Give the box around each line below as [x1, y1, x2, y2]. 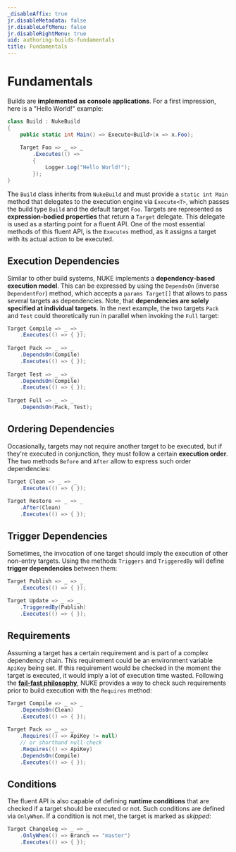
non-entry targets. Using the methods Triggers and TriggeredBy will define [7, 556, 225, 565]
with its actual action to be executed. [7, 234, 114, 243]
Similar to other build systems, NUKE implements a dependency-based [7, 274, 216, 282]
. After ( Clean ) [20, 504, 61, 511]
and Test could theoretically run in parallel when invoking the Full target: [7, 311, 220, 319]
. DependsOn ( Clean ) [20, 706, 74, 713]
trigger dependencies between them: [7, 564, 118, 572]
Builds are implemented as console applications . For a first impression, [7, 97, 216, 105]
